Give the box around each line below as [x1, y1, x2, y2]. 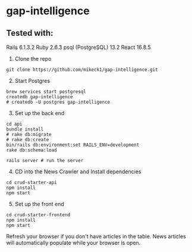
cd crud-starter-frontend [6, 212, 70, 218]
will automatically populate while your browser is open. [6, 239, 141, 246]
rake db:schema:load [6, 147, 58, 153]
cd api [6, 121, 23, 127]
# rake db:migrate [6, 132, 52, 138]
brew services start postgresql [6, 89, 86, 95]
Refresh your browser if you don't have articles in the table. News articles [6, 233, 186, 239]
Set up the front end [14, 201, 64, 207]
